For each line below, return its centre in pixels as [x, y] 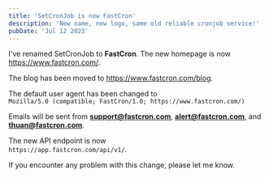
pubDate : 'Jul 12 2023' [49, 31]
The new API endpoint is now [58, 141]
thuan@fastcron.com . [47, 125]
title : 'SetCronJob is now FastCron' [72, 16]
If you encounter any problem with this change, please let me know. [122, 165]
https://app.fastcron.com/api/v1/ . [68, 150]
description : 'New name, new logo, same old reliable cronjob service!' [134, 23]
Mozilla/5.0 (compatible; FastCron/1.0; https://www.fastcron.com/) [127, 102]
